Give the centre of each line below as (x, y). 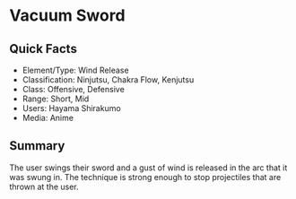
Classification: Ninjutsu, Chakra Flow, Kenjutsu (108, 80)
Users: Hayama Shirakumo (71, 108)
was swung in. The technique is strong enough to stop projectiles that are (145, 177)
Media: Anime (48, 118)
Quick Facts (44, 49)
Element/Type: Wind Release (75, 70)
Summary (37, 146)
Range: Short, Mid (56, 99)
